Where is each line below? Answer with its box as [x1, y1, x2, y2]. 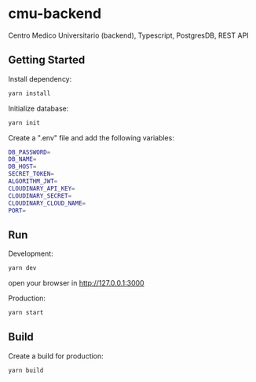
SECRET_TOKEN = [8, 170, 55, 178]
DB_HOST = [8, 162, 37, 171]
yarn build [8, 366, 44, 374]
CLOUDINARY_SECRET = [8, 191, 72, 200]
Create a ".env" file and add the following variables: [8, 133, 174, 142]
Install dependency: [8, 74, 72, 83]
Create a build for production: [8, 351, 104, 361]
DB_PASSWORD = [8, 148, 51, 156]
